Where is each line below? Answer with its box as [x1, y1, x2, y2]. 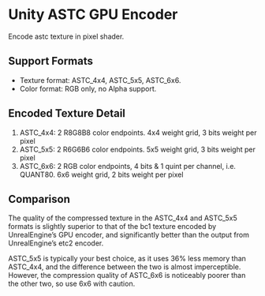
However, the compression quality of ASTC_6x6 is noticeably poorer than [8, 271, 246, 280]
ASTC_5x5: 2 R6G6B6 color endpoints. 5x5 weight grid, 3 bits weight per [19, 144, 256, 154]
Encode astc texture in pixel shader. [8, 32, 125, 41]
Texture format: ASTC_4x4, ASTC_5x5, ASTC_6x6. [19, 75, 181, 84]
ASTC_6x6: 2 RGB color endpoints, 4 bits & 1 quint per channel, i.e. [19, 161, 237, 170]
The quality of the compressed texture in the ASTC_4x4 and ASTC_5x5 [8, 213, 238, 223]
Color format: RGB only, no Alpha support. [19, 84, 157, 93]
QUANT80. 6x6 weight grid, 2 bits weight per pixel [19, 170, 184, 179]
